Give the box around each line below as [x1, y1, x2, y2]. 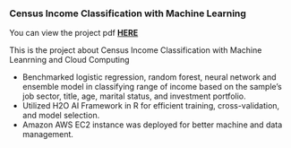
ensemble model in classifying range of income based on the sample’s [21, 82, 282, 92]
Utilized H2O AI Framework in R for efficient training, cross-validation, [21, 100, 280, 111]
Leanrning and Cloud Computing [9, 55, 130, 65]
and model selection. [21, 110, 100, 121]
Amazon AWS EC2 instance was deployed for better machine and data [21, 119, 283, 130]
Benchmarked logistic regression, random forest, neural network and [21, 72, 277, 83]
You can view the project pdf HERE [9, 28, 139, 39]
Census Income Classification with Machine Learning [9, 7, 246, 20]
